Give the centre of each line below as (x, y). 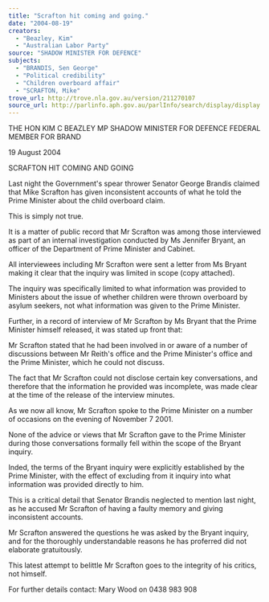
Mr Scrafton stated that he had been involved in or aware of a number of (128, 346)
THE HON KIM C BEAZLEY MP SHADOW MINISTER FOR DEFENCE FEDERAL (134, 129)
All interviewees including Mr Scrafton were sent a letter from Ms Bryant (128, 264)
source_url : (28, 105)
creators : (25, 31)
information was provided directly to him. (76, 485)
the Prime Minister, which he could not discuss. (87, 362)
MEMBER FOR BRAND (45, 137)
